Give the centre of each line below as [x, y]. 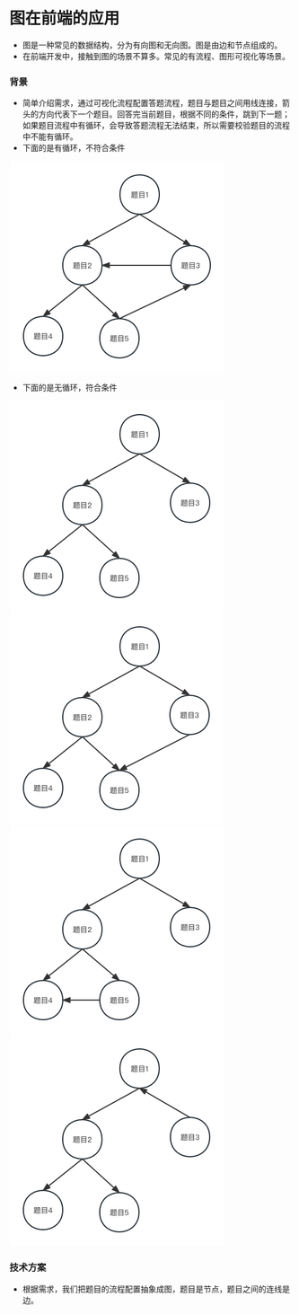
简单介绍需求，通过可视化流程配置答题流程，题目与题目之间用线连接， [152, 103]
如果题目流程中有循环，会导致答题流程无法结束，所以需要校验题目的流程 [156, 126]
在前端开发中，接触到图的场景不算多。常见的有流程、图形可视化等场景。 [156, 56]
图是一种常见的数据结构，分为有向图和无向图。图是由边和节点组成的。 [152, 45]
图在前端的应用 [65, 18]
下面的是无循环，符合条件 [70, 388]
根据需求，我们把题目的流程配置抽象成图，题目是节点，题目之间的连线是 [156, 1289]
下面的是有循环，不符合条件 [74, 148]
